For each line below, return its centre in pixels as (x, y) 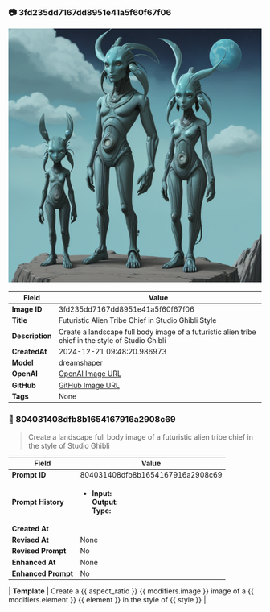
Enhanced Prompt (43, 573)
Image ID (27, 309)
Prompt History (38, 502)
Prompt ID (29, 475)
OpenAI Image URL (90, 374)
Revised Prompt (39, 551)
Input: (102, 493)
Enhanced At (34, 562)
